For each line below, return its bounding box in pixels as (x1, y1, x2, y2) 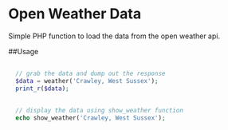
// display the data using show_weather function (15, 107, 183, 115)
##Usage (8, 46, 39, 56)
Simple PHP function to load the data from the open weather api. (8, 31, 221, 41)
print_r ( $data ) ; (15, 85, 69, 93)
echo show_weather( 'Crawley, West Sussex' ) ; (15, 114, 166, 122)
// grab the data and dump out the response (15, 69, 166, 77)
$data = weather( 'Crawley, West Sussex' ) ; (15, 77, 159, 85)
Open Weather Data (8, 5, 142, 23)
